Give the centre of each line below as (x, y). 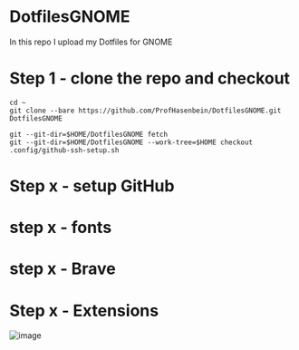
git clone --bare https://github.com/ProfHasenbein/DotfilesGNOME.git (145, 111)
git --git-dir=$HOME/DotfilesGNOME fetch (89, 134)
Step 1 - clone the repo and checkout (150, 78)
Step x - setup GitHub (92, 186)
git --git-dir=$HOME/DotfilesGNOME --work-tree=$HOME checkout (131, 142)
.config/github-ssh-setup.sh (64, 150)
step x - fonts (61, 228)
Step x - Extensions (84, 311)
